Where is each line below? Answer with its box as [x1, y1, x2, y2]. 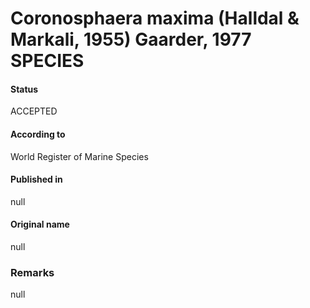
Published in [10, 173, 63, 186]
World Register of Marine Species [10, 150, 149, 162]
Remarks [10, 265, 55, 279]
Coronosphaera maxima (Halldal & [10, 7, 300, 30]
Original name [10, 218, 70, 231]
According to [10, 128, 66, 140]
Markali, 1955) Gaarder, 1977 [10, 28, 252, 51]
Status [10, 83, 39, 95]
